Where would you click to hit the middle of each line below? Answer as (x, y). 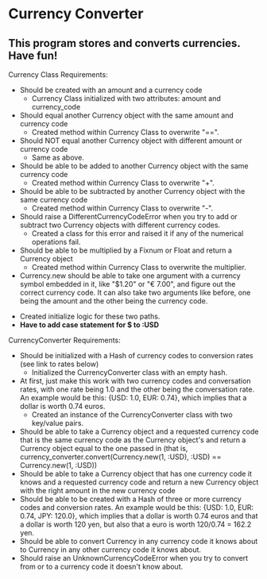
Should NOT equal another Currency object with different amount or (131, 141)
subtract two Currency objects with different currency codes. (120, 225)
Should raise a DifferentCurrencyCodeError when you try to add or (129, 216)
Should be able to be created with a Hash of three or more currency (131, 499)
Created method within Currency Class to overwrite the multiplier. (139, 267)
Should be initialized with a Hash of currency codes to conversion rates (136, 355)
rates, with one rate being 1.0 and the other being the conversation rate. (137, 389)
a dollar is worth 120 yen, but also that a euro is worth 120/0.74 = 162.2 (135, 524)
